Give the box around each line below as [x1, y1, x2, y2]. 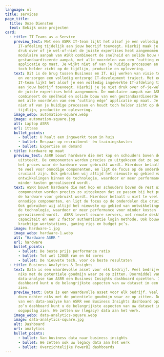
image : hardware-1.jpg [14, 226, 60, 231]
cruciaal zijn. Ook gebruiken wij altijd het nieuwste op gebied [18, 171, 154, 177]
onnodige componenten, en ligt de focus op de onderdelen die [18, 199, 147, 204]
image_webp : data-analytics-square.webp [14, 312, 97, 318]
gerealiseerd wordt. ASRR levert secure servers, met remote [18, 212, 147, 217]
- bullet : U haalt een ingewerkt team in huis [18, 135, 115, 140]
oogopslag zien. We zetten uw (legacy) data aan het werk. [18, 308, 141, 313]
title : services [5, 12, 38, 17]
